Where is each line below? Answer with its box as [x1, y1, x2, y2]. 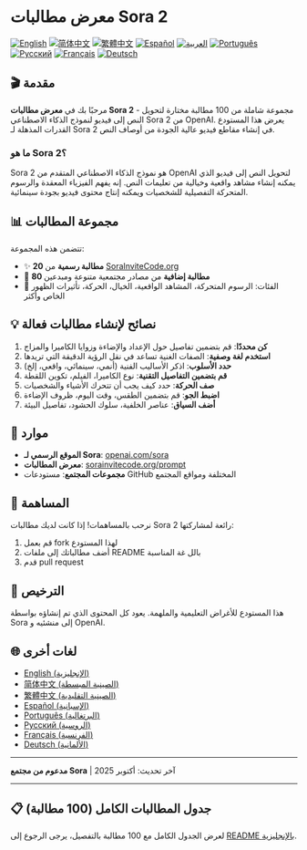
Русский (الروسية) [23, 719, 91, 731]
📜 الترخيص [10, 583, 65, 598]
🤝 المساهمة [10, 495, 69, 511]
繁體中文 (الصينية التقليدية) [23, 689, 117, 700]
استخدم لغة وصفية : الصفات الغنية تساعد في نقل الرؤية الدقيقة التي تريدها [23, 350, 271, 361]
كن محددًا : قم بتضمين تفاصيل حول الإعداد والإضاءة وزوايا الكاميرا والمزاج [23, 340, 268, 352]
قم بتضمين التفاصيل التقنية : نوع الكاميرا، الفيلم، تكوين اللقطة [23, 369, 228, 380]
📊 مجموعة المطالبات [10, 214, 119, 230]
